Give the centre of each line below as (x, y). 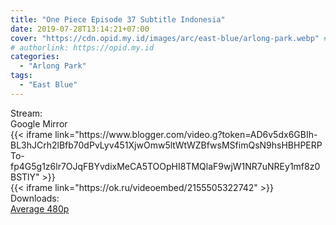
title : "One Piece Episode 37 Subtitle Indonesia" (118, 19)
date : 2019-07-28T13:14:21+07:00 (80, 29)
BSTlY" (25, 177)
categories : (35, 57)
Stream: (26, 113)
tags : (21, 76)
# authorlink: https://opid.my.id (82, 47)
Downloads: (35, 198)
